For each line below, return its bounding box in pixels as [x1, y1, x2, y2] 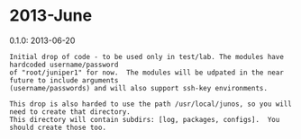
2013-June [9, 5, 93, 26]
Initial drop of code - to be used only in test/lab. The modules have [9, 52, 284, 61]
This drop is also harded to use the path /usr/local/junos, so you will [9, 100, 293, 109]
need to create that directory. [9, 107, 131, 117]
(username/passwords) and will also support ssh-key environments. [9, 83, 269, 92]
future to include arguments [9, 75, 119, 85]
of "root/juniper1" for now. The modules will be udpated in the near [9, 68, 284, 77]
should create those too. [9, 123, 106, 132]
